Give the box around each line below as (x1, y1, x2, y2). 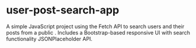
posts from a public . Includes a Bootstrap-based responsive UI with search (6, 29, 191, 36)
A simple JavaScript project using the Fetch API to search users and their (6, 23, 185, 30)
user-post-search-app (6, 4, 120, 17)
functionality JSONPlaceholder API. (6, 35, 93, 42)
